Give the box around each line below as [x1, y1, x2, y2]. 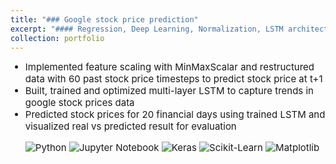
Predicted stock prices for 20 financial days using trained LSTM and [24, 108, 326, 121]
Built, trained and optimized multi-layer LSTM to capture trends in [24, 84, 314, 98]
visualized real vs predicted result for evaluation [24, 120, 237, 133]
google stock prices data [24, 96, 135, 110]
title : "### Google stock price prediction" [10, 14, 199, 25]
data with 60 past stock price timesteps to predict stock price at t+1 [24, 72, 323, 86]
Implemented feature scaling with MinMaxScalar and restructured [24, 61, 315, 74]
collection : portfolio [10, 33, 105, 43]
